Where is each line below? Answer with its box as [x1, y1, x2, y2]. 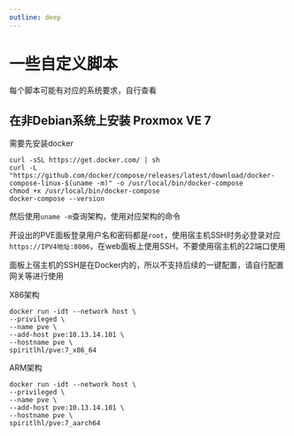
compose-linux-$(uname [9, 179, 93, 188]
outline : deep [9, 12, 62, 22]
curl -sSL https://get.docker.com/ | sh [9, 156, 161, 164]
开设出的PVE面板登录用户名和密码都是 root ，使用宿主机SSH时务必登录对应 [9, 230, 282, 241]
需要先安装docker [9, 138, 73, 149]
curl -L [9, 164, 38, 172]
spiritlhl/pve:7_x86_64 [9, 346, 97, 355]
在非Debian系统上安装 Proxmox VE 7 [9, 112, 212, 128]
